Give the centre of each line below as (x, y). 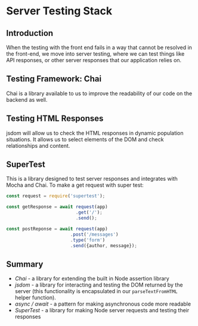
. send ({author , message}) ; (103, 246)
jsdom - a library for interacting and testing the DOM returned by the (99, 285)
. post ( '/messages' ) (94, 234)
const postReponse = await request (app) (57, 228)
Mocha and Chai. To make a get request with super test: (75, 185)
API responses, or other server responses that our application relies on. (94, 60)
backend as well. (27, 99)
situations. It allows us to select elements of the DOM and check (85, 139)
